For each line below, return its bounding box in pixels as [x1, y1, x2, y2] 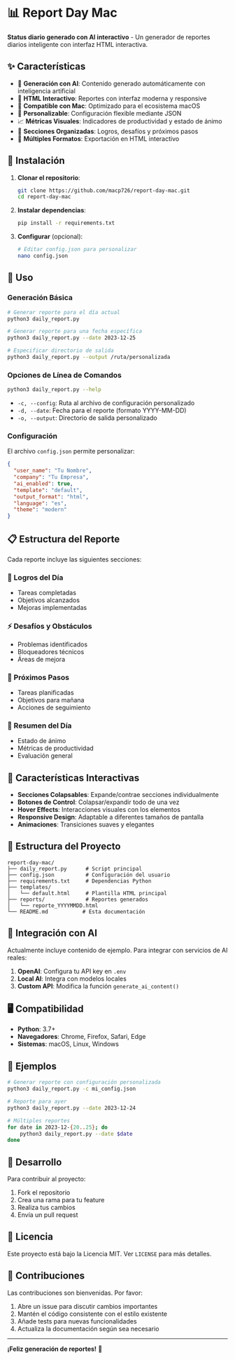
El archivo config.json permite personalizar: [7, 447, 135, 456]
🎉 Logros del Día [7, 572, 64, 582]
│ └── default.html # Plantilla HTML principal [7, 890, 168, 897]
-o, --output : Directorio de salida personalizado [17, 414, 157, 422]
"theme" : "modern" [13, 506, 68, 513]
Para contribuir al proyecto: [7, 1175, 86, 1183]
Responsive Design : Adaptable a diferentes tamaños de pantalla [17, 813, 204, 822]
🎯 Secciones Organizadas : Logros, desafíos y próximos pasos [17, 127, 199, 135]
